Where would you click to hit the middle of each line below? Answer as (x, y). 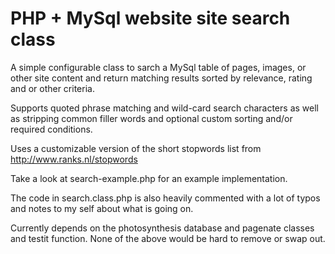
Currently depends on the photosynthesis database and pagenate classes (162, 228)
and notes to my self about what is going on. (102, 208)
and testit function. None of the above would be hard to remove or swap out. (168, 238)
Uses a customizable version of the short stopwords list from (136, 148)
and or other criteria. (52, 88)
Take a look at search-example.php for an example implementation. (149, 178)
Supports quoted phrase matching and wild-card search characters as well (164, 108)
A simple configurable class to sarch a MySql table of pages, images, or (158, 67)
